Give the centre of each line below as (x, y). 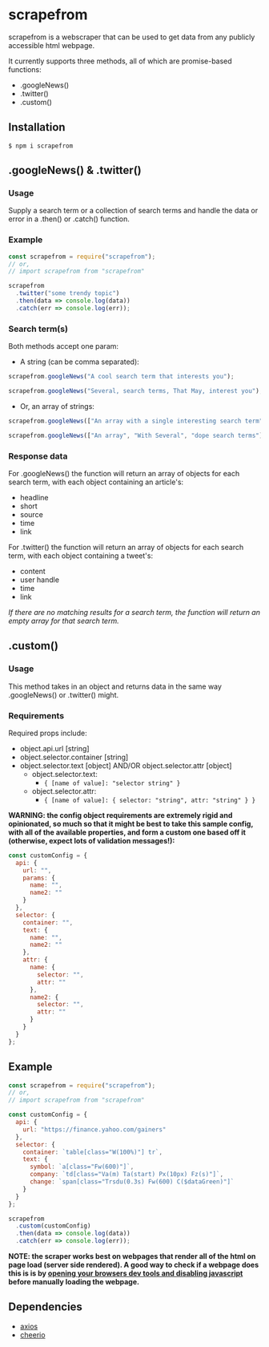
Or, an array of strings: (57, 406)
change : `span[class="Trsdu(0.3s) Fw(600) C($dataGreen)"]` (132, 1182)
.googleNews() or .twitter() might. (64, 694)
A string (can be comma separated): (80, 362)
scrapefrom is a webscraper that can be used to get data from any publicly (132, 37)
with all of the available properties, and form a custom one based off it (127, 832)
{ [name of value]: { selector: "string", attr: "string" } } (150, 800)
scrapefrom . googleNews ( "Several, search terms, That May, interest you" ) (134, 391)
